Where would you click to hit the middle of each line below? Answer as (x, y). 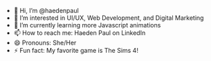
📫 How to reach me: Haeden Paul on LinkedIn (80, 33)
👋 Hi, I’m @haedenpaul (46, 11)
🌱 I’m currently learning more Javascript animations (87, 25)
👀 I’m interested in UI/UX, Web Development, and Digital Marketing (109, 18)
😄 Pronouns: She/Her (45, 42)
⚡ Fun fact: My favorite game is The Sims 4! (76, 50)
